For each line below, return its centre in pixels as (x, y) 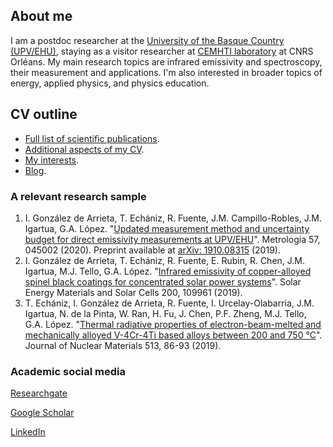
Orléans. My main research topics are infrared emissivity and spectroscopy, (166, 61)
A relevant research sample (78, 196)
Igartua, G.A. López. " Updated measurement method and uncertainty (167, 228)
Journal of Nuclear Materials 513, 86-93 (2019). (123, 345)
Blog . (35, 170)
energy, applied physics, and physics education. (110, 83)
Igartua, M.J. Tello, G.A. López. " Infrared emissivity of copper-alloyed (168, 271)
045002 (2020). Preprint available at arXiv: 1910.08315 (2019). (152, 250)
